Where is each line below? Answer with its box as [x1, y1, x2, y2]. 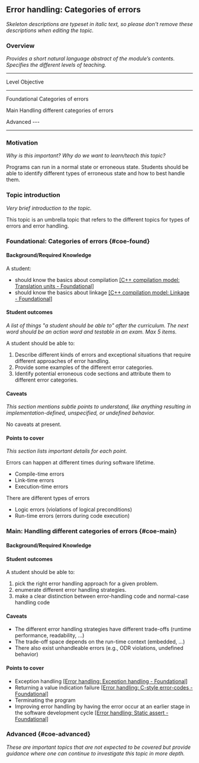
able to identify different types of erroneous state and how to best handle [6, 170, 185, 177]
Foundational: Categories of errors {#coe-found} [6, 237, 150, 245]
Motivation [6, 139, 38, 147]
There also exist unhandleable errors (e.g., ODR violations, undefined [14, 645, 184, 652]
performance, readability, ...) [14, 632, 85, 639]
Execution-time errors [14, 483, 69, 490]
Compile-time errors [14, 470, 65, 477]
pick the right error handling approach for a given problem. [14, 580, 159, 587]
